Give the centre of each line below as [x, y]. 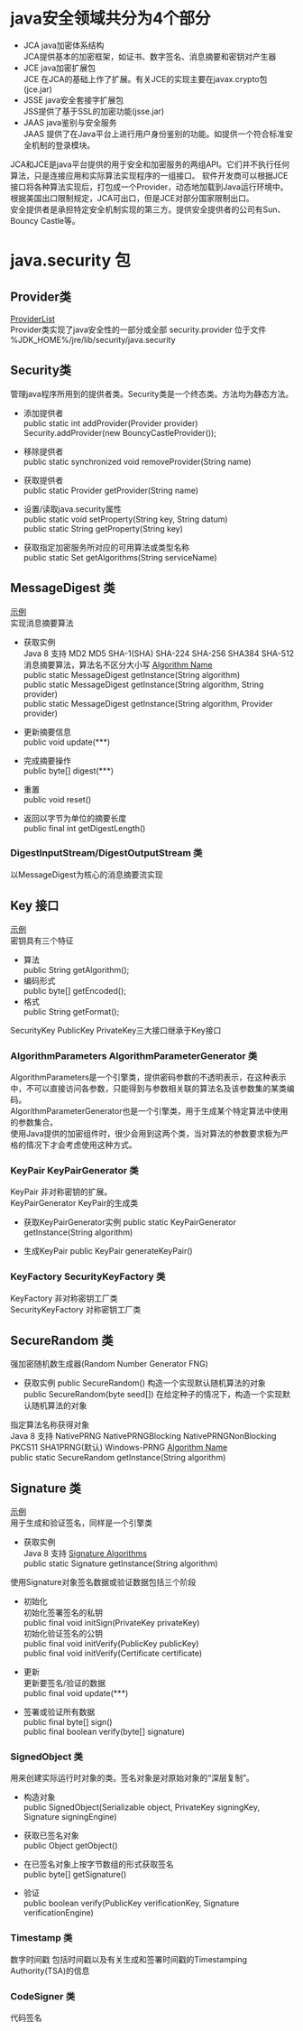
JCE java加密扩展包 [60, 68]
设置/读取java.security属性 [72, 509]
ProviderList [32, 319]
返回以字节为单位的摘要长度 [75, 818]
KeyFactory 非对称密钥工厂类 [64, 1298]
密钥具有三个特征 [42, 941]
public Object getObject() [70, 1846]
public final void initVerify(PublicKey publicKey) [111, 1644]
